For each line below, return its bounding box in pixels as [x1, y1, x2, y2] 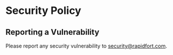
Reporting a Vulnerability [5, 27, 99, 37]
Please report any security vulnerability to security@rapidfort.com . [5, 42, 167, 49]
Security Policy [5, 4, 82, 17]
